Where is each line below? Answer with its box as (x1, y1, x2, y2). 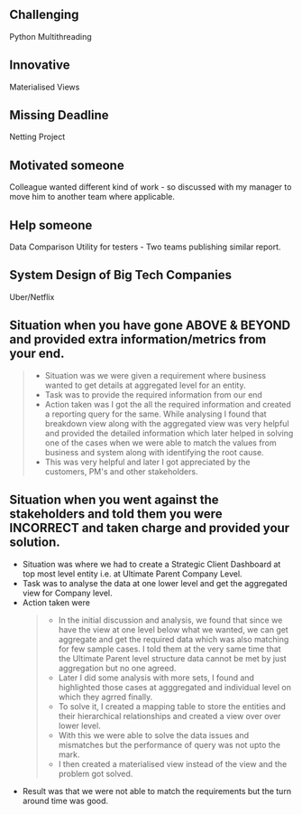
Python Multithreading (9, 31, 92, 42)
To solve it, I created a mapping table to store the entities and (58, 700, 287, 712)
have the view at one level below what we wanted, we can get (58, 623, 288, 635)
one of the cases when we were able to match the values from (44, 437, 277, 448)
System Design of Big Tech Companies (9, 267, 233, 283)
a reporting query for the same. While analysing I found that (44, 408, 268, 419)
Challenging (9, 7, 79, 23)
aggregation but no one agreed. (58, 662, 177, 673)
